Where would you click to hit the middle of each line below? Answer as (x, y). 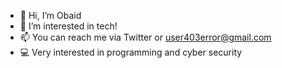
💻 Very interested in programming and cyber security (131, 52)
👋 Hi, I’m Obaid (50, 15)
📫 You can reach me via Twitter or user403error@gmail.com (145, 37)
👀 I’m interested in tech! (68, 26)
